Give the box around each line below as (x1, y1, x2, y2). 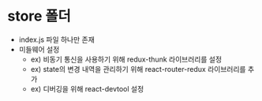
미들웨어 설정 (18, 44, 60, 54)
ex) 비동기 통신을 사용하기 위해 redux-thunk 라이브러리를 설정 (30, 54, 223, 64)
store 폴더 (7, 7, 72, 25)
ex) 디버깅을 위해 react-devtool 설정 (30, 84, 144, 93)
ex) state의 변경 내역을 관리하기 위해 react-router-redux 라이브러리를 (30, 64, 246, 73)
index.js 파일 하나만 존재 (18, 35, 95, 44)
